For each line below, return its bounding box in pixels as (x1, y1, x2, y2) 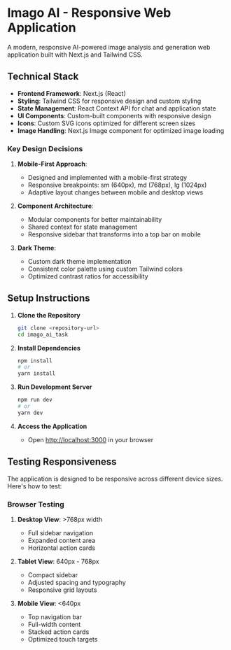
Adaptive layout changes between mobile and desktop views (27, 188, 204, 197)
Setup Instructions (7, 292, 90, 304)
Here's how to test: (7, 481, 62, 490)
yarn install (17, 370, 56, 377)
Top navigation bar (27, 612, 83, 621)
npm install (17, 357, 52, 365)
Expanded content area (27, 536, 96, 544)
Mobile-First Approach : (17, 160, 87, 169)
